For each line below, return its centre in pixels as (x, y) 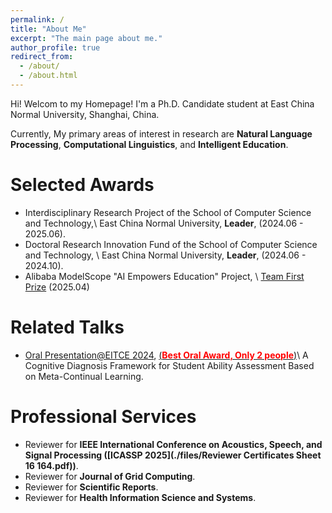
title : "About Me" (48, 29)
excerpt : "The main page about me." (86, 38)
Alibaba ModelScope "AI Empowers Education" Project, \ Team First (164, 276)
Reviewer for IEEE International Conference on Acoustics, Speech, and (173, 444)
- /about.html (48, 76)
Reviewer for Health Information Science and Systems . (140, 497)
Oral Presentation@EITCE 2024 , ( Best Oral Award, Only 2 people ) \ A (166, 355)
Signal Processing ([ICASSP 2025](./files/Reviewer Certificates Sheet (173, 455)
